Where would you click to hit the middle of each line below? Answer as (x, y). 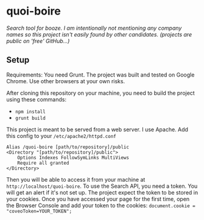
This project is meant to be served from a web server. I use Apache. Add (97, 129)
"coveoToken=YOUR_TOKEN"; (39, 211)
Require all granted (43, 163)
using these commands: (37, 99)
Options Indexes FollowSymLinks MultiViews (73, 157)
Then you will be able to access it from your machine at (76, 179)
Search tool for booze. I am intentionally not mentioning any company (94, 28)
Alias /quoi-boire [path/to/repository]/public (68, 147)
